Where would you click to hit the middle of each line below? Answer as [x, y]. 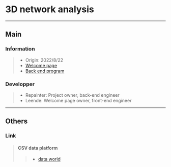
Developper [20, 84]
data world [49, 159]
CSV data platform [38, 148]
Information [20, 49]
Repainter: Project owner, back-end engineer [72, 95]
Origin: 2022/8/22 [44, 60]
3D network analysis [50, 9]
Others [17, 121]
